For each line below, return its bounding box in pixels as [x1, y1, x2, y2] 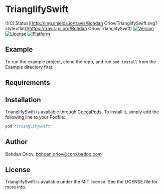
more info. [5, 184, 27, 190]
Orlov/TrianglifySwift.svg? [104, 20, 157, 26]
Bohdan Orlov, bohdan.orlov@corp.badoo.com [5, 151, 102, 157]
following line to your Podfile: [5, 114, 66, 120]
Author [5, 138, 28, 146]
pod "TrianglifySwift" [5, 124, 53, 129]
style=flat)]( [5, 25, 30, 31]
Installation [5, 95, 41, 104]
